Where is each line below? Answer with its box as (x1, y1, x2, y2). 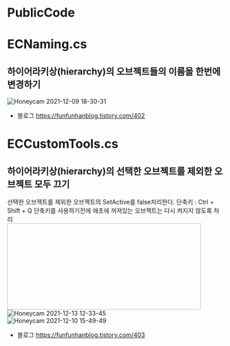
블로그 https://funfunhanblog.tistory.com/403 (17, 331, 145, 339)
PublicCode (7, 5, 76, 21)
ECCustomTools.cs (7, 136, 118, 152)
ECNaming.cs (7, 37, 87, 52)
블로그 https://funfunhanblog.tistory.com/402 (17, 112, 145, 120)
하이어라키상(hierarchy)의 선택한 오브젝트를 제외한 (7, 165, 212, 177)
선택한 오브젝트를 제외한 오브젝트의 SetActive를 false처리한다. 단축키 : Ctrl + (7, 198, 215, 206)
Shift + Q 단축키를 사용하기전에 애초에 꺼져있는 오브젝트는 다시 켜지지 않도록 (7, 206, 212, 215)
